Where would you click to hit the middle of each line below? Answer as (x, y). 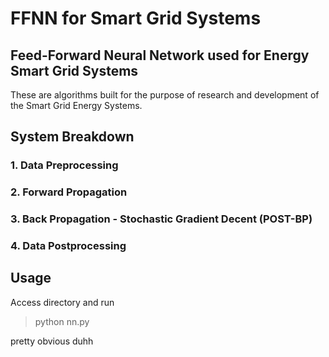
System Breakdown (72, 137)
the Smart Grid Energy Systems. (76, 105)
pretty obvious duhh (52, 341)
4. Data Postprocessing (68, 246)
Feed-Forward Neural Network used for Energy (160, 55)
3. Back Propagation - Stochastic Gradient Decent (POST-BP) (161, 219)
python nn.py (62, 321)
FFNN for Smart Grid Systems (136, 18)
